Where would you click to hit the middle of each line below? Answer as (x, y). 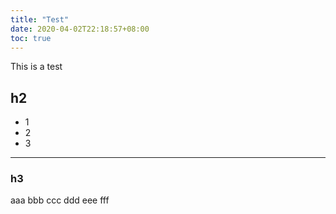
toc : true (31, 38)
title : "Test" (40, 19)
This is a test (36, 67)
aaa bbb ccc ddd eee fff (60, 200)
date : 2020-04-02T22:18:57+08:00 (80, 29)
